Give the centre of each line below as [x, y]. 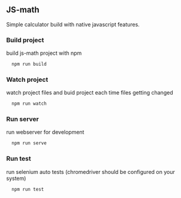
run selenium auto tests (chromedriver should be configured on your [90, 172]
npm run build [29, 64]
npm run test [28, 189]
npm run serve [29, 143]
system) [16, 178]
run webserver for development [45, 132]
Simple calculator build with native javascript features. [73, 24]
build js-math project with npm [44, 53]
